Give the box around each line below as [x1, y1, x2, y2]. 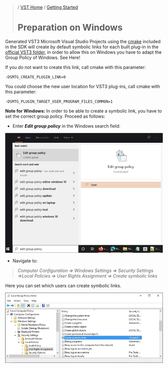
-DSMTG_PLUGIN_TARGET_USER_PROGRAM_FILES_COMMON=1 [5, 99, 113, 104]
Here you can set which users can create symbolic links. [5, 283, 121, 289]
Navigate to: [12, 258, 38, 264]
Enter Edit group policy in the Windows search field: [12, 123, 121, 129]
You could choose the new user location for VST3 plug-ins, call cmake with [5, 83, 160, 89]
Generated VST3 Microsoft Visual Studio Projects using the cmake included [5, 38, 161, 44]
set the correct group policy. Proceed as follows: [5, 113, 105, 119]
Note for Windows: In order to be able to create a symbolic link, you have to [5, 108, 162, 114]
